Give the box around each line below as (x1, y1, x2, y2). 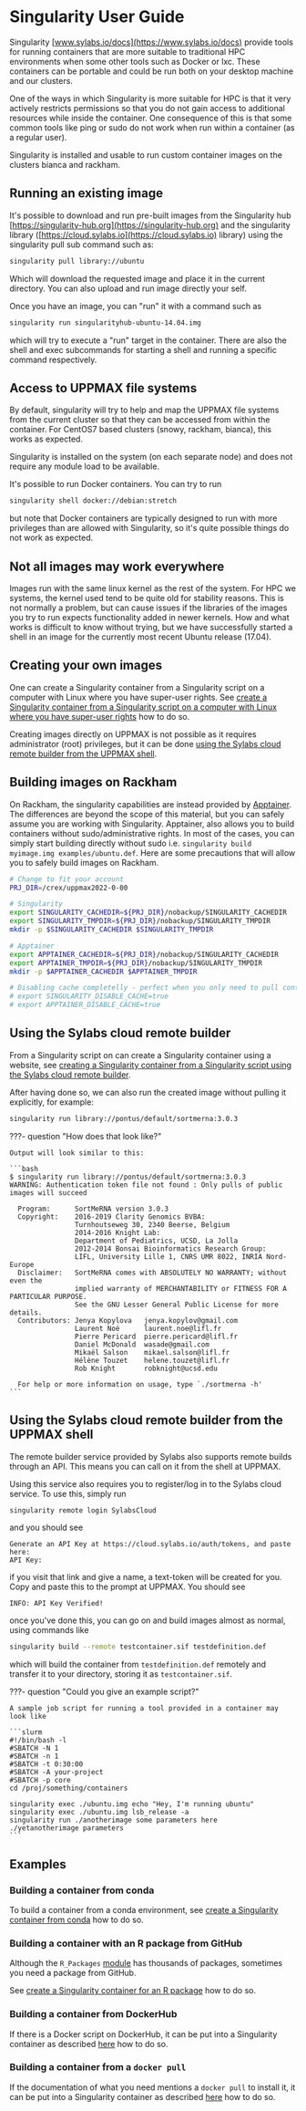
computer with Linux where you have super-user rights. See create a (9, 692, 268, 702)
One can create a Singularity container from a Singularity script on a (9, 681, 265, 692)
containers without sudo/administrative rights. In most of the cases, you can (9, 827, 295, 838)
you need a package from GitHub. (9, 1968, 137, 1979)
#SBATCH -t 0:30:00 (9, 1760, 84, 1769)
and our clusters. (9, 75, 73, 86)
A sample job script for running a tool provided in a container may (9, 1704, 280, 1713)
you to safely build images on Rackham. (9, 857, 159, 868)
